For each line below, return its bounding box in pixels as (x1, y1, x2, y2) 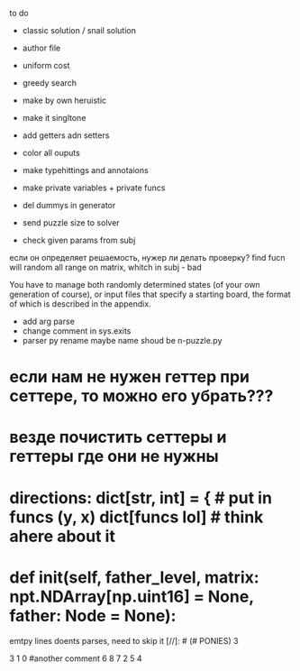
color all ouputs (22, 148, 81, 158)
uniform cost (22, 60, 70, 70)
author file (22, 42, 61, 53)
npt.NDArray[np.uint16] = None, (9, 586, 254, 607)
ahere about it (9, 526, 115, 547)
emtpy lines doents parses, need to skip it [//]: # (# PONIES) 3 (9, 635, 239, 646)
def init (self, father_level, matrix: (9, 567, 259, 587)
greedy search (22, 78, 77, 88)
